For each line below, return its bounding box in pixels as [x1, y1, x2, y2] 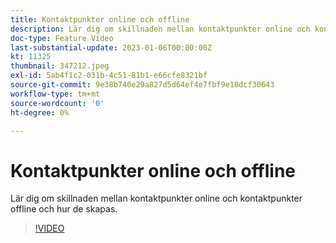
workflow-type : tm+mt [10, 89, 101, 99]
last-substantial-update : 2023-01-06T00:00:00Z [10, 42, 213, 53]
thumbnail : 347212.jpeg [10, 61, 110, 71]
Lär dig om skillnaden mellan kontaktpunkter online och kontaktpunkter [10, 192, 303, 205]
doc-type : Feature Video [10, 33, 114, 43]
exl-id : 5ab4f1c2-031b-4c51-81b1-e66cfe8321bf [10, 71, 208, 81]
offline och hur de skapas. [10, 203, 118, 215]
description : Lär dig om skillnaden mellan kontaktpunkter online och [10, 24, 311, 34]
